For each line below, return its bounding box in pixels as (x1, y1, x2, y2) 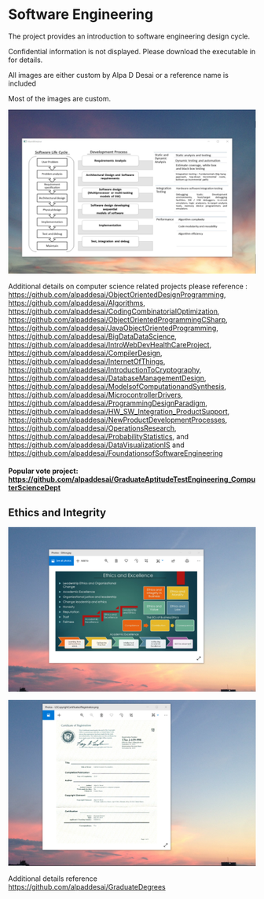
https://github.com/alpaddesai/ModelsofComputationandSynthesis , (8, 381, 226, 391)
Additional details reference (8, 874, 98, 883)
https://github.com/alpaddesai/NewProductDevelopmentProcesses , (8, 415, 228, 424)
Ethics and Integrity (8, 505, 107, 519)
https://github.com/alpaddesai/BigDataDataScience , (8, 332, 177, 341)
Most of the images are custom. (8, 94, 112, 103)
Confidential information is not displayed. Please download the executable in (8, 46, 256, 56)
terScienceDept (8, 483, 61, 493)
